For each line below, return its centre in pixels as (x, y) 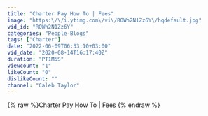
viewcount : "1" (29, 66)
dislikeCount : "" (33, 79)
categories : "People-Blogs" (48, 33)
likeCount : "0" (29, 72)
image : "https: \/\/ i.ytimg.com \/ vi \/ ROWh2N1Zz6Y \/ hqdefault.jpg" (104, 20)
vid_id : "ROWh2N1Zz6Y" (40, 27)
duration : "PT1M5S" (36, 59)
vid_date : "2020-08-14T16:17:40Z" (58, 53)
